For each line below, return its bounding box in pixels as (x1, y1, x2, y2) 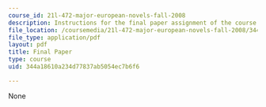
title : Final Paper (8, 48, 73, 56)
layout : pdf (8, 41, 47, 49)
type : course (8, 56, 51, 64)
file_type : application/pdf (8, 33, 101, 42)
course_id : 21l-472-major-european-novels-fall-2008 (8, 11, 186, 20)
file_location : (8, 26, 59, 34)
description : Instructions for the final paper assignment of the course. (8, 19, 260, 27)
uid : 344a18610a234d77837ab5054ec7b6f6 (8, 63, 140, 71)
